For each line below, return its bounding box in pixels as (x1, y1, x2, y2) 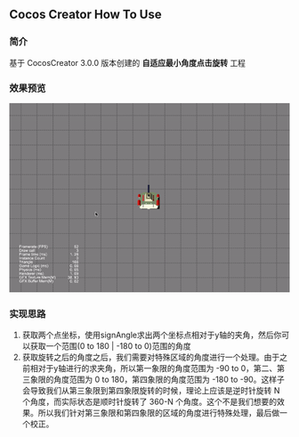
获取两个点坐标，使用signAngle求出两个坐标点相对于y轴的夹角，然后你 (21, 329, 282, 340)
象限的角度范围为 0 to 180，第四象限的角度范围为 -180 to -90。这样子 (29, 374, 285, 384)
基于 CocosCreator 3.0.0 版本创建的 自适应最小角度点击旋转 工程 (9, 57, 246, 68)
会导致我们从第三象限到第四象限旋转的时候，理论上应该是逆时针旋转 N (21, 384, 280, 395)
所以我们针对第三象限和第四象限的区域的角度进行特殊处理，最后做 (37, 407, 280, 417)
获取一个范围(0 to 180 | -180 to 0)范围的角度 (29, 340, 191, 351)
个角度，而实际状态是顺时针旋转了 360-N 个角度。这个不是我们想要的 (21, 396, 278, 407)
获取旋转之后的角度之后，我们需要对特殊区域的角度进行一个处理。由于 (21, 352, 280, 362)
